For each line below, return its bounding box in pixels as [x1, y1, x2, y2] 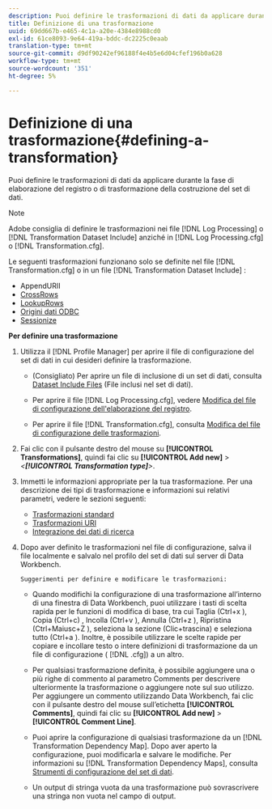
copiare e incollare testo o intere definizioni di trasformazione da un [32, 641, 258, 650]
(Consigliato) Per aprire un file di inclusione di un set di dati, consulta [32, 371, 262, 380]
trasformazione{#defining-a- [8, 131, 210, 150]
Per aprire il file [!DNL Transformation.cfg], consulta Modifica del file [32, 419, 261, 429]
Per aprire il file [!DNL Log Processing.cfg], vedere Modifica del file [32, 395, 257, 404]
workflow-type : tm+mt [8, 57, 82, 66]
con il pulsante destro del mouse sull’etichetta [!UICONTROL [32, 699, 235, 709]
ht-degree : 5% [8, 72, 57, 80]
